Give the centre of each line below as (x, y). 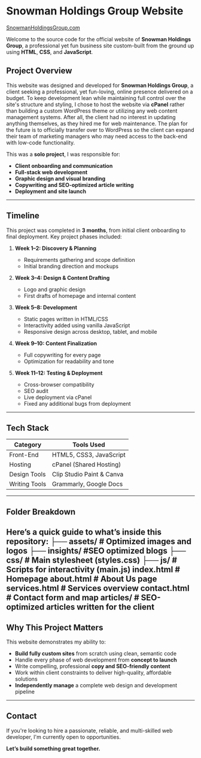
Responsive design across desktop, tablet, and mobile (90, 331)
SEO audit (36, 391)
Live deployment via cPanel (58, 397)
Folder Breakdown (41, 511)
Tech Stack (28, 428)
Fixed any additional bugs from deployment (77, 403)
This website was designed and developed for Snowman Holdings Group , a (100, 85)
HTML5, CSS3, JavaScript (89, 455)
